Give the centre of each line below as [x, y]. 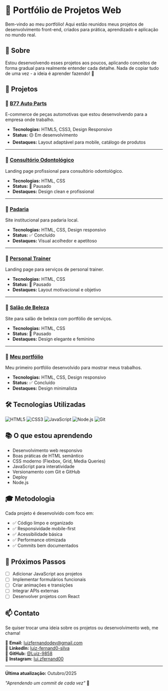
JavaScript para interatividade [43, 466]
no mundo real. [21, 35]
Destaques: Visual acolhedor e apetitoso [55, 241]
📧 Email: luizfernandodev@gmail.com [44, 643]
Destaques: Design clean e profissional [53, 191]
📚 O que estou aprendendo [49, 436]
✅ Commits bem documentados [45, 546]
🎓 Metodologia [30, 498]
